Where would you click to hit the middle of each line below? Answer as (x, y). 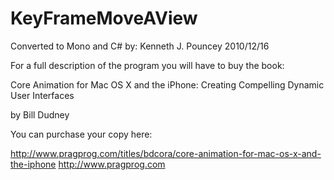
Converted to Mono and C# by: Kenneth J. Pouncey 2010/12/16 (140, 46)
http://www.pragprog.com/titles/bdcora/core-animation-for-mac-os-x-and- (166, 153)
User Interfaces (42, 95)
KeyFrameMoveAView (104, 18)
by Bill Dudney (40, 114)
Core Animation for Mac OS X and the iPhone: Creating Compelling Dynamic (167, 84)
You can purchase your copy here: (81, 134)
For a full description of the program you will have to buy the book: (147, 65)
